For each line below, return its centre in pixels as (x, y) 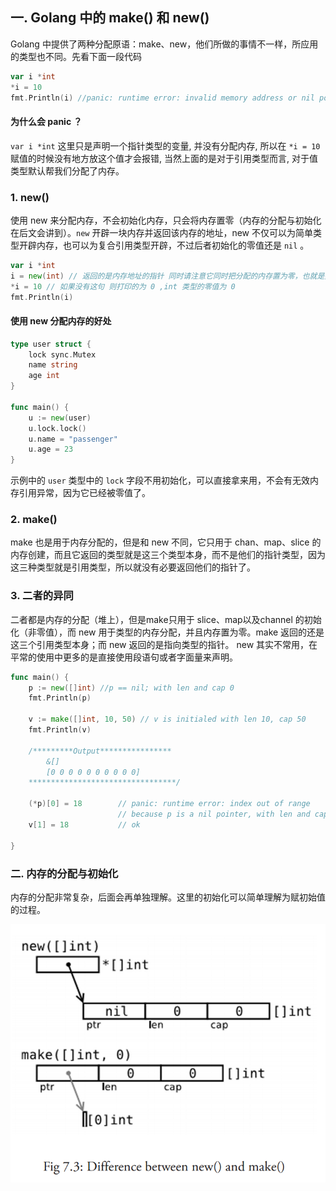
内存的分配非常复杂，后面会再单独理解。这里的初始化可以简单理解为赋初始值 (168, 897)
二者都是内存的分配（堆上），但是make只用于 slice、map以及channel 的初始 (166, 619)
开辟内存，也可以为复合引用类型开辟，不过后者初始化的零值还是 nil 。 (164, 245)
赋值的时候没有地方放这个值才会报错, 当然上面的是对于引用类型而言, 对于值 (164, 158)
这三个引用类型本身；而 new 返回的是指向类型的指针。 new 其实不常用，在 (164, 644)
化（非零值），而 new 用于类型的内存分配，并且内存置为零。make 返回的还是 (167, 632)
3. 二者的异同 (42, 596)
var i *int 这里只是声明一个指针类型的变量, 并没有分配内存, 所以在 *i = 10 (165, 145)
